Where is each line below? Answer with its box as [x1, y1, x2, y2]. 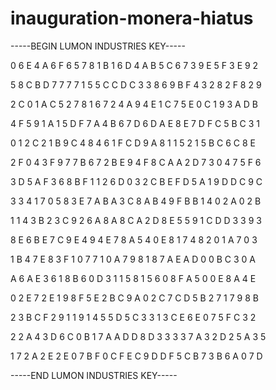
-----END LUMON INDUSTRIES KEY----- [10, 369, 178, 381]
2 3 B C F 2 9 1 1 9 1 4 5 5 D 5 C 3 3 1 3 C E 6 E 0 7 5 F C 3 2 [10, 311, 257, 323]
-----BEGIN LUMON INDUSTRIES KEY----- [10, 40, 186, 52]
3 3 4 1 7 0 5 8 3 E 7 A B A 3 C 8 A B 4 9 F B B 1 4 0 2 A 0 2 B [10, 195, 262, 207]
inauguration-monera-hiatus [10, 7, 254, 30]
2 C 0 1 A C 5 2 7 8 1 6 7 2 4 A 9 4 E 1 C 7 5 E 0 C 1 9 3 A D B [10, 98, 258, 110]
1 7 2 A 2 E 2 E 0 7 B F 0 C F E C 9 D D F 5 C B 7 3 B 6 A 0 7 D [10, 350, 263, 362]
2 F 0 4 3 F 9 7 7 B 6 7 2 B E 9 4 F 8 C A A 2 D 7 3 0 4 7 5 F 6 [10, 156, 262, 168]
